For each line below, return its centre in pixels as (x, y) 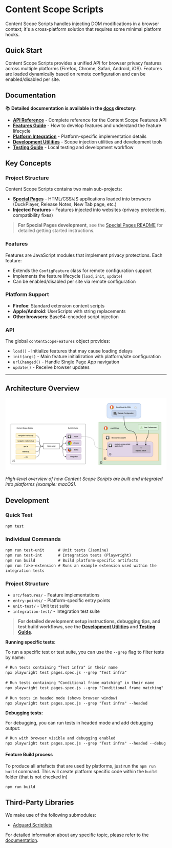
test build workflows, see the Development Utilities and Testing (87, 627)
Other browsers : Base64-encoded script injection (66, 317)
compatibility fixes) (33, 215)
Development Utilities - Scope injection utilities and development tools (88, 141)
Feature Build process (29, 755)
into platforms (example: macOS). (41, 484)
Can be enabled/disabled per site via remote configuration (74, 281)
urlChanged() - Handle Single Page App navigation (66, 362)
